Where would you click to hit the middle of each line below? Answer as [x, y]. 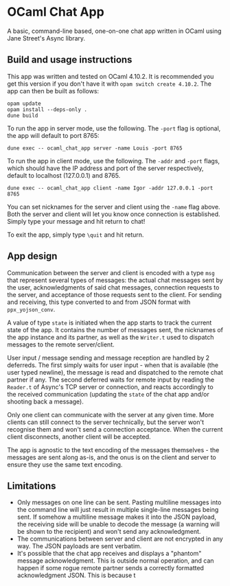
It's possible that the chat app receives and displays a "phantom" [109, 554]
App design [32, 256]
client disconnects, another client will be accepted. [79, 436]
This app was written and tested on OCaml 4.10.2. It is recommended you [111, 76]
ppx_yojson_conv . [31, 309]
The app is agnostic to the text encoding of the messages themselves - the [113, 449]
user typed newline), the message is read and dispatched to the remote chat [115, 372]
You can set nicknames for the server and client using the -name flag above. [114, 207]
